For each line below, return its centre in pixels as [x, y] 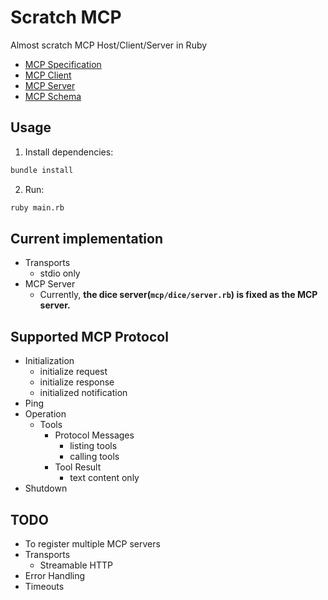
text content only [104, 478]
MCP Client [48, 75]
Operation [45, 414]
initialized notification [83, 393]
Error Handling [55, 575]
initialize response [77, 382]
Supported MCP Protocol [89, 336]
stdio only [60, 273]
